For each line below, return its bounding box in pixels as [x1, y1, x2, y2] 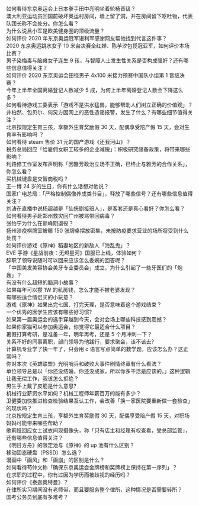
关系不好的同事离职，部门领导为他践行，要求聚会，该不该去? [6, 338, 155, 345]
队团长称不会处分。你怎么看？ [6, 20, 79, 27]
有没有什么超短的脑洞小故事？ [6, 279, 79, 286]
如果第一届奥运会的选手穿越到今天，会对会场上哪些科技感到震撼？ [6, 316, 167, 323]
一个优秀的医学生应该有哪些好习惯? [6, 308, 92, 315]
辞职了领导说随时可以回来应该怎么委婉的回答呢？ [6, 257, 126, 263]
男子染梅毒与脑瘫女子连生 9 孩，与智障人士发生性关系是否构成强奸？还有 [6, 57, 184, 64]
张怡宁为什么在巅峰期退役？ [6, 220, 74, 227]
